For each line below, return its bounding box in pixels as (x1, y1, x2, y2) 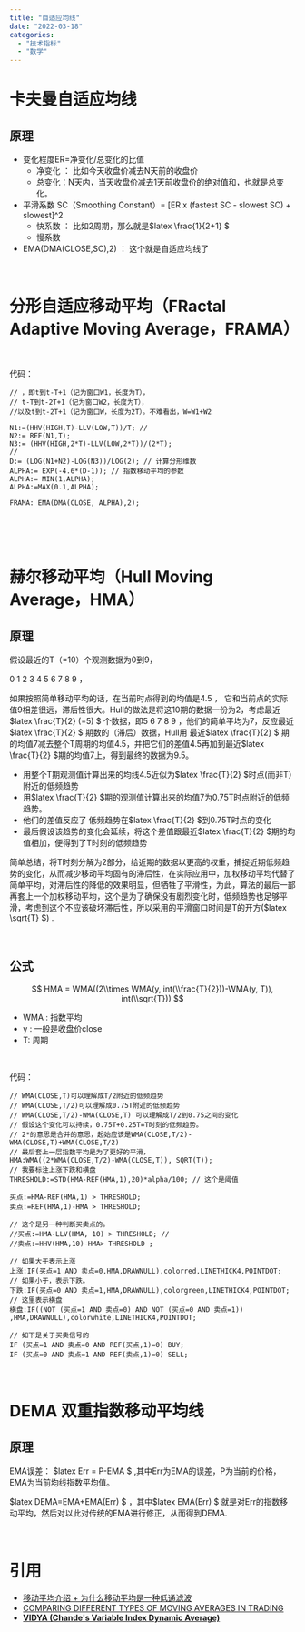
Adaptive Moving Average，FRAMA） (9, 319, 300, 339)
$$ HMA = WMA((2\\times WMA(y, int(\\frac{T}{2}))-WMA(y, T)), (31, 983, 274, 994)
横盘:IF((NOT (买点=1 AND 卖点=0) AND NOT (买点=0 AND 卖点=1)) (9, 1305, 244, 1315)
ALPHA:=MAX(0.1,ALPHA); (9, 483, 100, 492)
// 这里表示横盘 (9, 1295, 63, 1305)
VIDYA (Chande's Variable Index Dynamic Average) (22, 1612, 221, 1623)
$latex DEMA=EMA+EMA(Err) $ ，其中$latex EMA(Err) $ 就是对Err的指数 (9, 1496, 280, 1506)
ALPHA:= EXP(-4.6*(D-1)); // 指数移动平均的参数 (9, 467, 184, 476)
